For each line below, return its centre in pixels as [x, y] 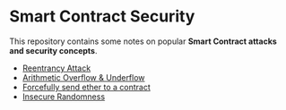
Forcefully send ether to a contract [86, 87]
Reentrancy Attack [56, 68]
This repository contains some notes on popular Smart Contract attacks [143, 41]
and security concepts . [53, 50]
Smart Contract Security [102, 17]
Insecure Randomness [64, 97]
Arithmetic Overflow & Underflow [83, 77]
